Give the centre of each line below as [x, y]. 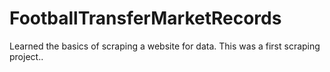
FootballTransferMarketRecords [145, 18]
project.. [26, 56]
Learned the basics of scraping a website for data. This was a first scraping [165, 46]
